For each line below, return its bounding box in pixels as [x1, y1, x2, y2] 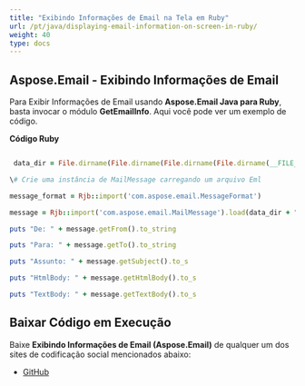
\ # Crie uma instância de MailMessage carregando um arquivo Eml [9, 174, 261, 184]
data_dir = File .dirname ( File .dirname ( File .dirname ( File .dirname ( [13, 159, 271, 168]
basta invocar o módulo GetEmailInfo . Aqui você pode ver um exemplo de [9, 106, 287, 117]
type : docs [9, 38, 51, 48]
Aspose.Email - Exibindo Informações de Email [9, 72, 280, 87]
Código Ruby [9, 134, 60, 144]
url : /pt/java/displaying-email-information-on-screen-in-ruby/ [9, 22, 258, 31]
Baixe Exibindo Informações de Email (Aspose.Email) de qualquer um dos [9, 339, 290, 350]
